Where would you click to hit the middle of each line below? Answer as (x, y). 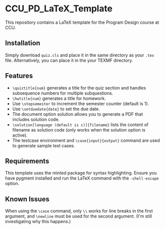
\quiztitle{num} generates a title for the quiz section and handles (79, 88)
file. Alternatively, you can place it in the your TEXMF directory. (69, 60)
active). (20, 135)
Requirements (27, 161)
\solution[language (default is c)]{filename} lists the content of (80, 125)
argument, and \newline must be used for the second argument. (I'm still (79, 216)
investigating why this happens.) (38, 222)
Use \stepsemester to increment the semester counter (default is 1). (81, 103)
